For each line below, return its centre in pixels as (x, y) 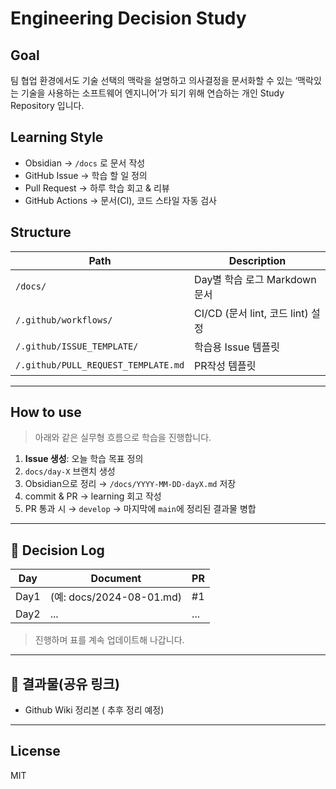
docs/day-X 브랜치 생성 (70, 471)
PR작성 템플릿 (225, 365)
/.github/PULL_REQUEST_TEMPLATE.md (100, 365)
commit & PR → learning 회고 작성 (93, 496)
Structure (41, 232)
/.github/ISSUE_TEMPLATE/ (77, 346)
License (35, 751)
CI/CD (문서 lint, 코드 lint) (251, 313)
